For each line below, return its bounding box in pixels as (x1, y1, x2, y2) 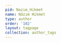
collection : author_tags (5, 30, 57, 35)
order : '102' (5, 21, 32, 26)
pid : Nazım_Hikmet (5, 7, 43, 12)
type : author (5, 16, 32, 21)
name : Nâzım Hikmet (5, 12, 46, 17)
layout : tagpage (5, 26, 39, 31)
